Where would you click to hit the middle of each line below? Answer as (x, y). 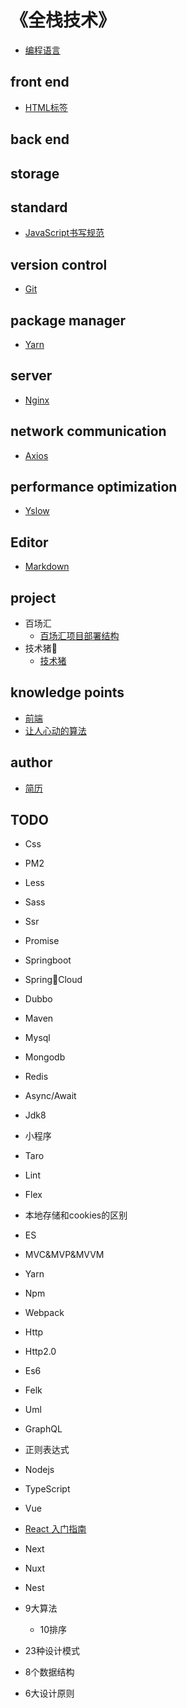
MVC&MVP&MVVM (64, 1255)
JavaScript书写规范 (64, 233)
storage (35, 173)
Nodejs (39, 1470)
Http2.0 (40, 1352)
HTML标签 (46, 107)
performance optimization (94, 486)
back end (40, 139)
